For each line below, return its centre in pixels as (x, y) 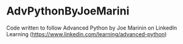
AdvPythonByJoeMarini (68, 11)
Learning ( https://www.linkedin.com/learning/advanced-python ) (87, 34)
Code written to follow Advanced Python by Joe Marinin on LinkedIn (92, 28)
